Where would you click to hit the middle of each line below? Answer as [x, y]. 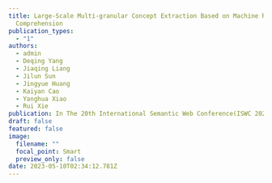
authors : [23, 46]
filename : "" [38, 144]
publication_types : [41, 31]
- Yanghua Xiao [41, 99]
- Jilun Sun [36, 76]
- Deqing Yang [39, 62]
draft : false [30, 121]
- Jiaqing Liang [43, 69]
